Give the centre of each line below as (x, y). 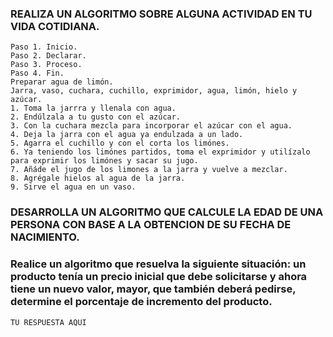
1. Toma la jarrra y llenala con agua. (93, 108)
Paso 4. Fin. (37, 73)
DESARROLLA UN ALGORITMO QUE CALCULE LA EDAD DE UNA (167, 212)
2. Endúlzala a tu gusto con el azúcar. (96, 117)
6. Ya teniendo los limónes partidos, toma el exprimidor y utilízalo (160, 152)
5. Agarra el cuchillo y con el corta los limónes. (120, 143)
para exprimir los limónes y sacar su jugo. (104, 161)
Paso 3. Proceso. (46, 65)
